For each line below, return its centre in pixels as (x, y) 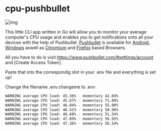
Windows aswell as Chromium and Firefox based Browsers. (66, 47)
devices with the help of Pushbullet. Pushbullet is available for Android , (78, 42)
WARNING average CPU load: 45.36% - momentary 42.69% (62, 96)
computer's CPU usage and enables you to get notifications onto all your (79, 37)
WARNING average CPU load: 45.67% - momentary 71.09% (62, 100)
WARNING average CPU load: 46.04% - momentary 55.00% (62, 105)
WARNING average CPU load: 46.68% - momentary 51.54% (62, 114)
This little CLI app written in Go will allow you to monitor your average (76, 32)
